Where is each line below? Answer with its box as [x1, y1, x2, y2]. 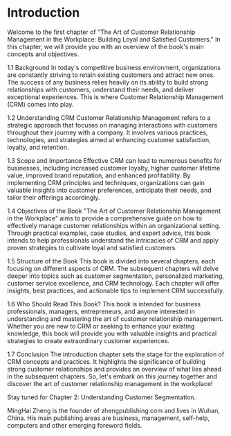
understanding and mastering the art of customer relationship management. [7, 314, 223, 323]
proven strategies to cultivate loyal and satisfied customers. [7, 243, 178, 252]
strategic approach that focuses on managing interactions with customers [7, 121, 218, 129]
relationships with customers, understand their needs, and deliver [7, 85, 194, 94]
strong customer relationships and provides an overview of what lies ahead [7, 365, 221, 373]
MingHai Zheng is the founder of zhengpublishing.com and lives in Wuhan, [7, 406, 220, 415]
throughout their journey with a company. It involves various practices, [7, 128, 208, 137]
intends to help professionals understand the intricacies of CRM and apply [7, 236, 219, 244]
